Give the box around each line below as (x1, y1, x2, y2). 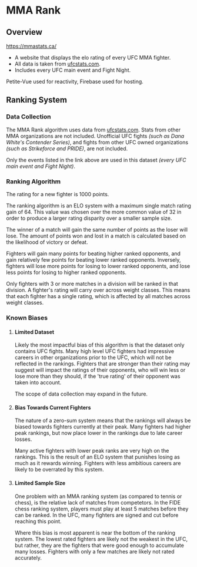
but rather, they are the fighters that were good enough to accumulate (14, 542, 184, 549)
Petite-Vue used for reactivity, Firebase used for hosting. (6, 78, 144, 85)
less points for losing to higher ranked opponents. (6, 269, 127, 276)
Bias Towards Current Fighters (14, 404, 91, 411)
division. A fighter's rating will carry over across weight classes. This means (6, 286, 191, 294)
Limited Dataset (14, 328, 55, 335)
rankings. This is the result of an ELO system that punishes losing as (14, 453, 181, 460)
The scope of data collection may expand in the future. (14, 390, 148, 398)
